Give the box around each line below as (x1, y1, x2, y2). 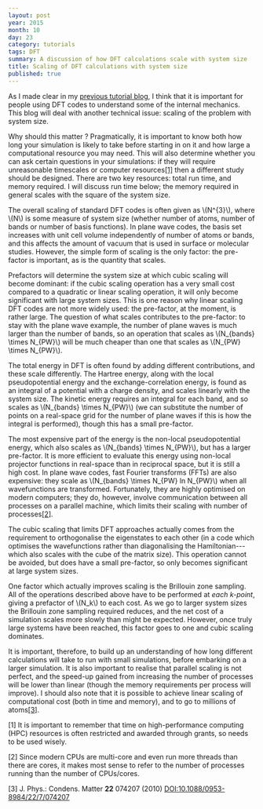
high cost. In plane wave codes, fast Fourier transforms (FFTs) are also (8, 468, 237, 477)
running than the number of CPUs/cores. (8, 768, 140, 778)
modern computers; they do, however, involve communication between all (8, 492, 248, 502)
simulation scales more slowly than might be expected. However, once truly (8, 614, 253, 624)
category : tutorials (8, 41, 76, 49)
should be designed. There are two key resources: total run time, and (8, 173, 232, 183)
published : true (8, 70, 61, 78)
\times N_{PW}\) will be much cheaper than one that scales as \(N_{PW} (8, 337, 241, 346)
